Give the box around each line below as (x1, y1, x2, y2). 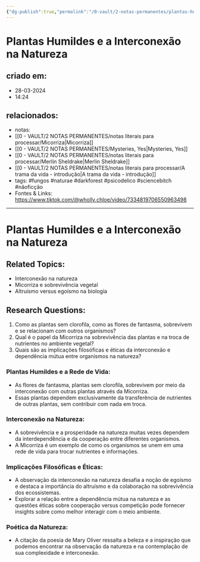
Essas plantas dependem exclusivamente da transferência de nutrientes (14, 394, 192, 401)
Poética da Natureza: (6, 523, 68, 532)
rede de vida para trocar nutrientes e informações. (14, 448, 139, 455)
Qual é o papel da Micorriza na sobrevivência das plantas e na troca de (14, 334, 190, 341)
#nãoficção (14, 184, 43, 191)
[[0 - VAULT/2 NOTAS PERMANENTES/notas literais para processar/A (14, 164, 186, 172)
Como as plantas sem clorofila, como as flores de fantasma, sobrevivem (14, 321, 192, 328)
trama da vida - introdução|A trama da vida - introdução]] (14, 171, 157, 178)
